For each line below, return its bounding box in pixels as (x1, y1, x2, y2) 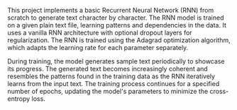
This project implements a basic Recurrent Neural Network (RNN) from (7, 6, 214, 14)
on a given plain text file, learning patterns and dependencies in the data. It (7, 21, 227, 29)
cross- (209, 87, 229, 95)
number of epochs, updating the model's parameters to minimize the (7, 87, 209, 95)
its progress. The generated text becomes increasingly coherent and (7, 65, 208, 73)
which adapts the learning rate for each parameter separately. (7, 44, 189, 51)
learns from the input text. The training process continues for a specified (7, 80, 220, 87)
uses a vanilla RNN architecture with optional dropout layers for (7, 28, 193, 37)
